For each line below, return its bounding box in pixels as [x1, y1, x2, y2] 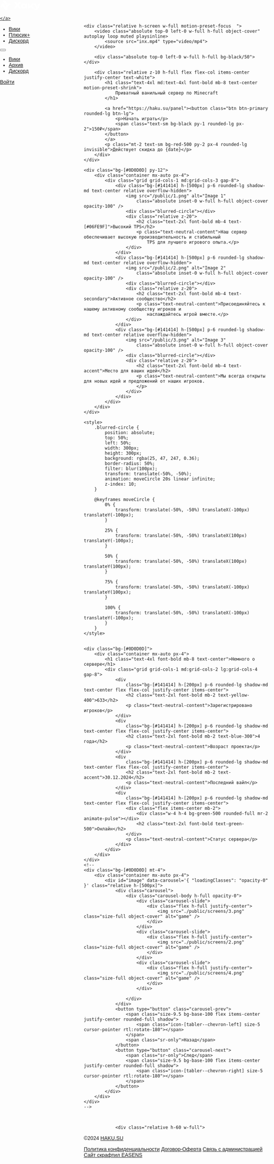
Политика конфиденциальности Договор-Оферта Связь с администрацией [83, 1146, 263, 1152]
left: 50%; [105, 440, 132, 446]
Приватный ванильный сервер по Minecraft [115, 90, 219, 96]
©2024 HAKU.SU [83, 1135, 123, 1141]
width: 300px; [105, 445, 139, 451]
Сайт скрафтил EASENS [83, 1152, 143, 1158]
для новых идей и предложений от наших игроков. [83, 378, 205, 384]
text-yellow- [218, 692, 250, 698]
